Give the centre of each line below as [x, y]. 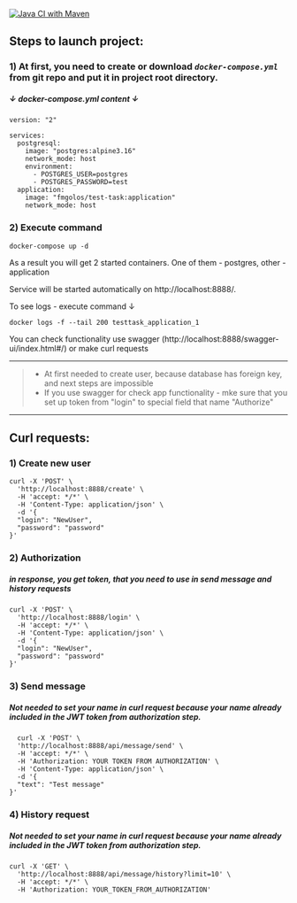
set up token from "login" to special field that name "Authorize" [159, 402]
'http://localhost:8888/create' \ [80, 490]
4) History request [49, 814]
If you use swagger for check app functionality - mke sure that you [166, 392]
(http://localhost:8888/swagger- [220, 339]
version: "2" [33, 120]
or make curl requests [108, 348]
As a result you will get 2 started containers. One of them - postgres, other [145, 262]
